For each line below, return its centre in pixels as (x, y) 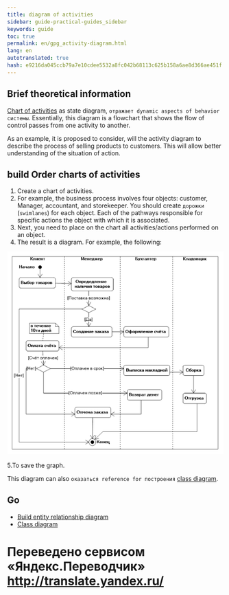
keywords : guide (30, 29)
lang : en (20, 51)
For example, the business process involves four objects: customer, (112, 199)
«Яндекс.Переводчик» (76, 566)
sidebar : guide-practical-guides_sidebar (67, 22)
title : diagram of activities (50, 14)
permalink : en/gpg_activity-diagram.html (67, 44)
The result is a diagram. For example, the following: (89, 242)
